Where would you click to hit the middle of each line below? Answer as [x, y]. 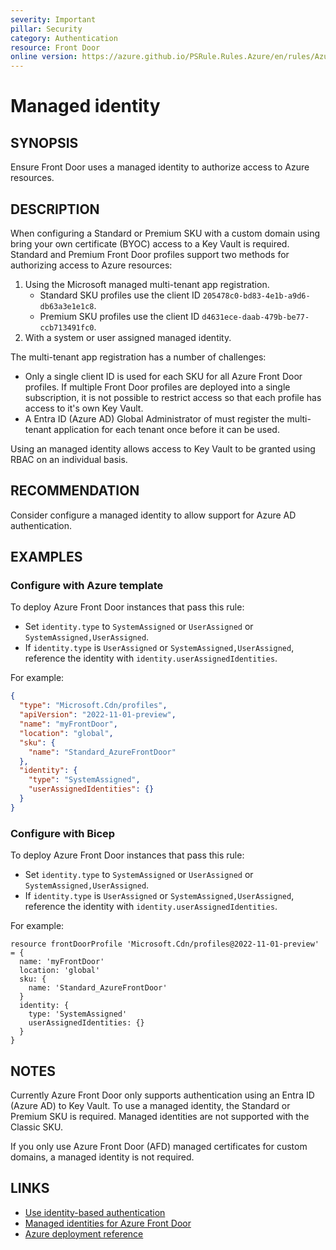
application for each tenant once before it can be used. [166, 429]
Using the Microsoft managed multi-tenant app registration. [147, 284]
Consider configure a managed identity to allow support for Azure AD [153, 515]
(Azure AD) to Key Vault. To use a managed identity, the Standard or [150, 1105]
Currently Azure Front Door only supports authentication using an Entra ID [162, 1095]
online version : [44, 57]
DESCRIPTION [55, 209]
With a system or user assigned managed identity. [128, 337]
